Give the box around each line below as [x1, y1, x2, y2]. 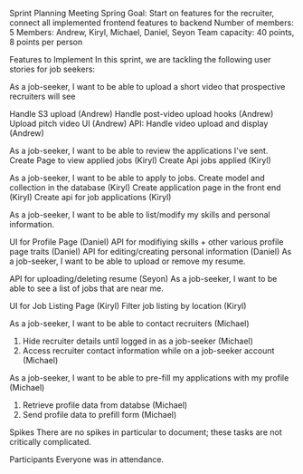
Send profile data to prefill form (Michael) [22, 410, 177, 420]
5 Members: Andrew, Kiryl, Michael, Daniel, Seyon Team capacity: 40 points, [9, 27, 295, 37]
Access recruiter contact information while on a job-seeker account [22, 345, 275, 356]
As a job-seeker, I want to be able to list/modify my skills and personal [9, 209, 270, 220]
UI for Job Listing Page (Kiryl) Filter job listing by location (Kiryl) [9, 301, 247, 311]
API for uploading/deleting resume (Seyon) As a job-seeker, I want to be [9, 274, 278, 284]
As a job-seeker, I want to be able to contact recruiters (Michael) [9, 318, 251, 329]
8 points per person [9, 36, 83, 47]
